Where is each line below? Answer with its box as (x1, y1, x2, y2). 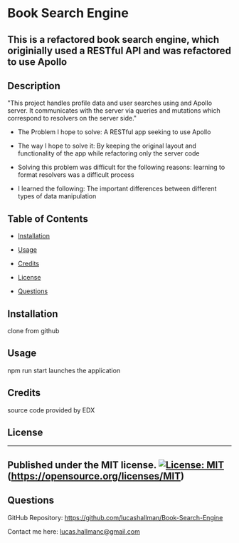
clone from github (7, 327, 60, 335)
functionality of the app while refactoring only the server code (17, 149, 200, 158)
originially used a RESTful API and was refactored (7, 44, 231, 56)
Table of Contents (7, 213, 89, 225)
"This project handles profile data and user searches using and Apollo (7, 98, 212, 108)
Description (7, 80, 60, 92)
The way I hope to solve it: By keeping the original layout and (17, 141, 197, 151)
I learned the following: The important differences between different (17, 184, 217, 193)
